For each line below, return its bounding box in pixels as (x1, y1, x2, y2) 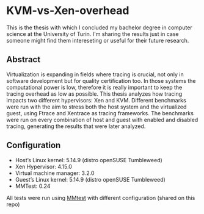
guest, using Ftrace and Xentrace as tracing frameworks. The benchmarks (6, 109, 194, 116)
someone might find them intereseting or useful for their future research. (6, 37, 189, 44)
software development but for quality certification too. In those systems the (6, 77, 196, 84)
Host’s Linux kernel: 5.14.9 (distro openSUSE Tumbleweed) (15, 156, 163, 163)
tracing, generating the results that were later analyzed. (6, 123, 146, 130)
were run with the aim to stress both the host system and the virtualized (6, 103, 187, 110)
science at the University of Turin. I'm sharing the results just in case (6, 30, 179, 37)
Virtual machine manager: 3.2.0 (15, 169, 95, 177)
